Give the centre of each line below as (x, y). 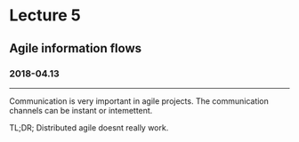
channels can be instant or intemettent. (81, 110)
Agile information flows (76, 48)
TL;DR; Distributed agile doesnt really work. (89, 127)
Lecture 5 (45, 16)
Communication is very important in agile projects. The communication (139, 101)
